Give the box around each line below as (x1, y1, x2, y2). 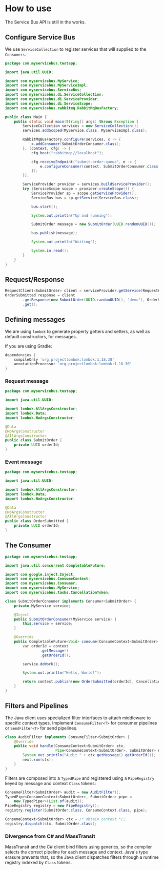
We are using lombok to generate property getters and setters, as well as (5, 328, 150, 334)
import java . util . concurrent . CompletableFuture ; (5, 563, 106, 568)
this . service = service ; (22, 621, 73, 626)
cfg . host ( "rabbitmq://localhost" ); (31, 150, 104, 155)
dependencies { (5, 352, 36, 357)
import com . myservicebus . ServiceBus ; (5, 87, 82, 93)
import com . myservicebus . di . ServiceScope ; (5, 101, 93, 106)
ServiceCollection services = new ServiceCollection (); (22, 124, 139, 128)
